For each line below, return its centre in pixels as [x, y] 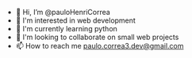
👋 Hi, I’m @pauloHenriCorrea [63, 12]
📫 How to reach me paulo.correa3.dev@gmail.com [100, 46]
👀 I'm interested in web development [76, 20]
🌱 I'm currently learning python [66, 29]
